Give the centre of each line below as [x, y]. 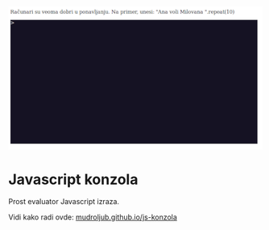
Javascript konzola [73, 179]
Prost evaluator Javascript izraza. [64, 202]
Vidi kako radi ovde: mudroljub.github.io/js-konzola [93, 217]
